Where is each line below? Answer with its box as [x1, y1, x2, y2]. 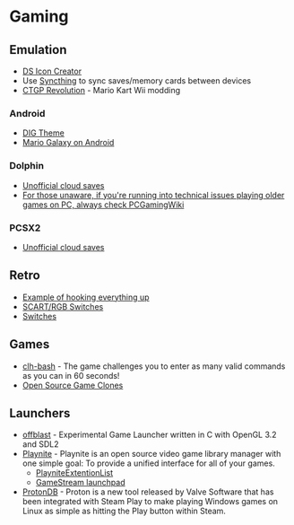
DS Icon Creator [22, 66, 82, 76]
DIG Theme [22, 127, 65, 138]
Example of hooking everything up [22, 292, 150, 302]
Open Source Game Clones [22, 380, 124, 390]
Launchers [9, 406, 71, 421]
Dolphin [9, 160, 45, 172]
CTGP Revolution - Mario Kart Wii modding [22, 85, 181, 95]
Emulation [9, 42, 67, 57]
